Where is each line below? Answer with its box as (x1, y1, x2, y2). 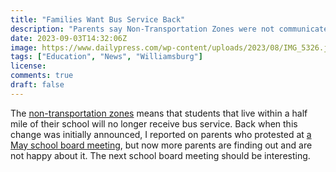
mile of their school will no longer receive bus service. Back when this (10, 117, 298, 130)
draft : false (10, 80, 65, 90)
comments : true (10, 71, 74, 81)
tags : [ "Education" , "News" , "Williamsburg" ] (10, 52, 203, 62)
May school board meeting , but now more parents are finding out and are (10, 139, 313, 151)
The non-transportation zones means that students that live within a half (10, 107, 308, 119)
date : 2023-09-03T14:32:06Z (10, 33, 128, 43)
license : (10, 61, 47, 71)
